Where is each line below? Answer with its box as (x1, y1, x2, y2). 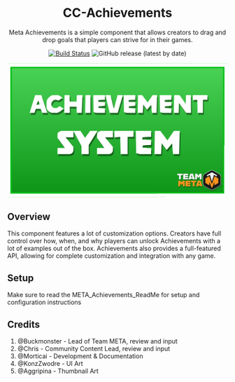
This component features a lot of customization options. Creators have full (7, 229, 222, 238)
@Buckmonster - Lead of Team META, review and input (17, 337, 178, 346)
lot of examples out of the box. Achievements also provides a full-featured (7, 244, 222, 253)
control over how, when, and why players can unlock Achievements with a (7, 237, 221, 245)
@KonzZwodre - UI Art (17, 360, 83, 368)
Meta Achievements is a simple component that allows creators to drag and (8, 28, 227, 36)
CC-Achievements (62, 5, 173, 21)
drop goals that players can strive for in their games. (42, 35, 193, 43)
